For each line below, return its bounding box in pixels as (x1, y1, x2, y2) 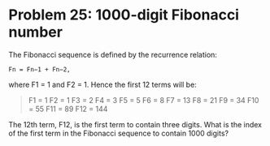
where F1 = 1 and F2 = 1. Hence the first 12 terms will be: (8, 79, 197, 89)
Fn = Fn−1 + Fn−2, (8, 65, 71, 74)
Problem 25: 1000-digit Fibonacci (8, 6, 240, 24)
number (8, 23, 63, 41)
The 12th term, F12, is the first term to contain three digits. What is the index (8, 119, 263, 129)
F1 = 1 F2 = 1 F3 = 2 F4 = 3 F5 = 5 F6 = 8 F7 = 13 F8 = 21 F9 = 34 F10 (28, 95, 259, 105)
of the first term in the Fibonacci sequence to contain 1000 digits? (8, 128, 229, 138)
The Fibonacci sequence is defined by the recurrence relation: (8, 49, 218, 59)
